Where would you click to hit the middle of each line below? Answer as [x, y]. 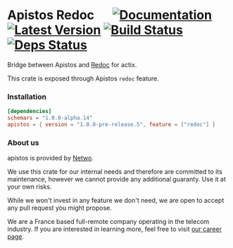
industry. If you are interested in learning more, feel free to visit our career [114, 229]
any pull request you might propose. [60, 208]
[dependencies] [30, 112]
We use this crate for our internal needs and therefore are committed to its [115, 172]
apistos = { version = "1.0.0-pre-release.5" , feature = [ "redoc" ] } [112, 124]
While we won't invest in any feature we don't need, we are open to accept [116, 201]
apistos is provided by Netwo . [50, 158]
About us [23, 143]
